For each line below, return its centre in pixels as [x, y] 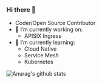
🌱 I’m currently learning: [45, 43]
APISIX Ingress [43, 36]
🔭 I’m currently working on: [49, 29]
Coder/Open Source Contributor [55, 23]
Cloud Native [40, 49]
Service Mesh [42, 56]
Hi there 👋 [21, 10]
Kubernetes [39, 62]
